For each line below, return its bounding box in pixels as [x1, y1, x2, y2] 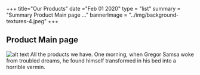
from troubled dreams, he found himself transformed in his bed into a [6, 57, 176, 64]
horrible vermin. [6, 63, 46, 70]
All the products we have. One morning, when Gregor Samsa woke [30, 51, 194, 58]
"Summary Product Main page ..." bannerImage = [6, 11, 128, 18]
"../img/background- [128, 11, 179, 18]
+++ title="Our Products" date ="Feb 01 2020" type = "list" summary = [6, 5, 181, 12]
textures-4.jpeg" [6, 18, 47, 24]
